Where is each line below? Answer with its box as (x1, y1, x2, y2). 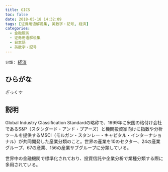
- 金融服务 (10, 31, 30, 36)
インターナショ (130, 132, 162, 138)
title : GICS (5, 7, 30, 13)
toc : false (5, 12, 28, 17)
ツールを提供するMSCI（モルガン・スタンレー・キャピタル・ (5, 132, 131, 138)
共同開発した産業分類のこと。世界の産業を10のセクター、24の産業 (22, 138, 161, 144)
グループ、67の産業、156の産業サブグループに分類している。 (5, 145, 132, 151)
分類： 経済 (5, 59, 27, 65)
